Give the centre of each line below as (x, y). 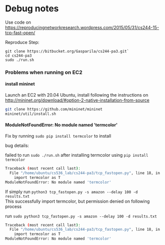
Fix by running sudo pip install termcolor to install (58, 136)
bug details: (17, 145)
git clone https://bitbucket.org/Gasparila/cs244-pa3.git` (67, 51)
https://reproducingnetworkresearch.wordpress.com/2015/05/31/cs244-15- (82, 27)
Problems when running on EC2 (44, 72)
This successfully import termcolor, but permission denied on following (77, 201)
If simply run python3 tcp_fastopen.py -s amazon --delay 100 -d (72, 192)
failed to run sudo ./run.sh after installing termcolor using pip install (77, 155)
